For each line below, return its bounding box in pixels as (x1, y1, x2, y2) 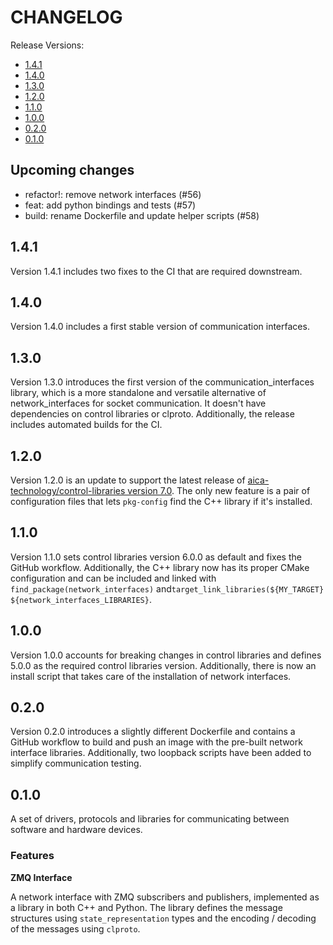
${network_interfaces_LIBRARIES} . (10, 593, 152, 605)
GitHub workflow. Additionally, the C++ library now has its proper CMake (10, 561, 310, 573)
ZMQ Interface (10, 871, 73, 883)
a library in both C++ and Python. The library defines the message (10, 901, 283, 913)
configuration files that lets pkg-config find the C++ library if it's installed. (10, 496, 313, 507)
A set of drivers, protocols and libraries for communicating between (10, 813, 290, 825)
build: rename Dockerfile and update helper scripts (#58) (24, 209, 260, 221)
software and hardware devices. (10, 824, 143, 836)
